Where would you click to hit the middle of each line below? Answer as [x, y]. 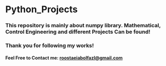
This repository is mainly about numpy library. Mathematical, [83, 26]
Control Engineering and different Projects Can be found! [78, 32]
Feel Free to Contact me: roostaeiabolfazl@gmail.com [64, 58]
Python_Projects [42, 9]
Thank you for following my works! [50, 46]
